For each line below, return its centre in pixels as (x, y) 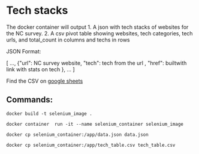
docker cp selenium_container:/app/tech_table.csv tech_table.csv (91, 145)
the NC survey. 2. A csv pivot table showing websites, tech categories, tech (99, 33)
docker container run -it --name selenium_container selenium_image (95, 124)
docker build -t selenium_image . (49, 114)
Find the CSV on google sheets (45, 81)
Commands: (30, 100)
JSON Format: (24, 51)
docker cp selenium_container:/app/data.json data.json (77, 135)
